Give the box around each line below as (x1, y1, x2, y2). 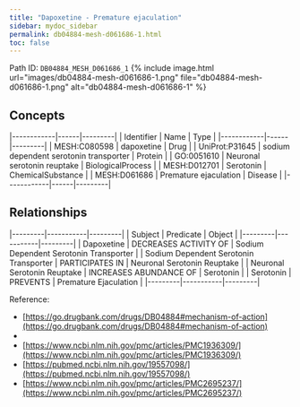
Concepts (9, 108, 65, 123)
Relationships (9, 205, 88, 221)
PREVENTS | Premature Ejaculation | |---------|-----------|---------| (9, 276, 261, 287)
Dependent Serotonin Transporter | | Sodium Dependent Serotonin (9, 247, 254, 258)
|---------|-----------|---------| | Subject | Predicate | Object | (9, 229, 238, 239)
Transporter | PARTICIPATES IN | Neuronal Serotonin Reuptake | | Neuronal (9, 257, 285, 268)
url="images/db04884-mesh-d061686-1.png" (9, 73, 179, 83)
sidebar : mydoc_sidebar (9, 22, 99, 30)
